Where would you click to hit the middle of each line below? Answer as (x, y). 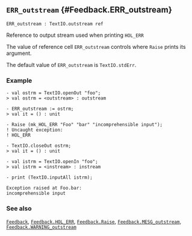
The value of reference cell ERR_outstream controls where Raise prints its (96, 46)
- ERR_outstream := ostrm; (40, 109)
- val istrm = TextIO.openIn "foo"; (52, 162)
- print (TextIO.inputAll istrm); (50, 177)
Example (19, 80)
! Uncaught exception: (35, 130)
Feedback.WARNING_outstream (42, 228)
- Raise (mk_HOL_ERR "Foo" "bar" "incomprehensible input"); (85, 125)
